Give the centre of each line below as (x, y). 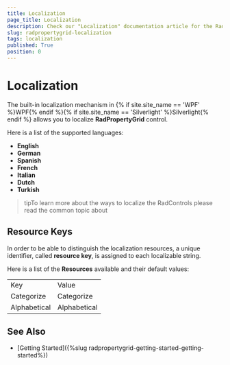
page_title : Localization (44, 20)
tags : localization (35, 39)
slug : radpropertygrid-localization (59, 33)
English (28, 145)
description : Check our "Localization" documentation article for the (110, 26)
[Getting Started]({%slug (52, 348)
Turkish (28, 189)
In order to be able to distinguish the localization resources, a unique (104, 248)
